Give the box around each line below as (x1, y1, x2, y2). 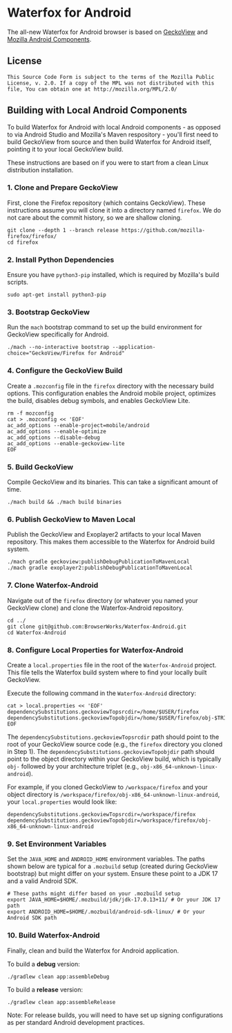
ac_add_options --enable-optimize (7, 428, 107, 435)
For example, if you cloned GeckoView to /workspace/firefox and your (7, 782, 209, 791)
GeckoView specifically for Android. (7, 330, 109, 339)
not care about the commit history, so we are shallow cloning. (7, 213, 182, 222)
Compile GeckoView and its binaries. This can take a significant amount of (7, 478, 219, 486)
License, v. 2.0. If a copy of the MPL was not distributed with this (7, 80, 215, 87)
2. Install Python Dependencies (7, 255, 115, 264)
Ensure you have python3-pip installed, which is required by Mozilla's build (7, 271, 220, 279)
